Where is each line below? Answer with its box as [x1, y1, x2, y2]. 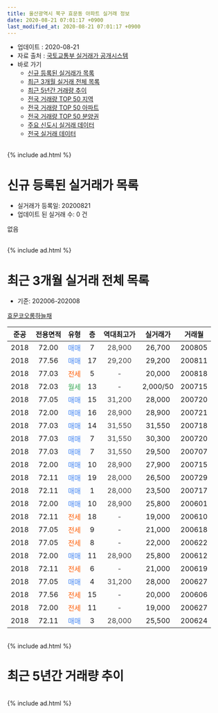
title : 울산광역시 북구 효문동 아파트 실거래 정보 [7, 10, 130, 17]
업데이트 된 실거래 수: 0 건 [17, 210, 88, 218]
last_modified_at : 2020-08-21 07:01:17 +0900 [7, 23, 140, 30]
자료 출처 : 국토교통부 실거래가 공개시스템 [17, 51, 129, 60]
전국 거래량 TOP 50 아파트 [27, 103, 99, 112]
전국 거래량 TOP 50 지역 [27, 95, 93, 103]
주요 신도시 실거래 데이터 [27, 121, 95, 129]
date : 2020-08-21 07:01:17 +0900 [7, 17, 104, 24]
